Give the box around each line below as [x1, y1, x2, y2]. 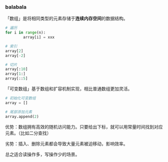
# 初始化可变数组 [5, 96, 36, 101]
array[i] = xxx [23, 35, 55, 40]
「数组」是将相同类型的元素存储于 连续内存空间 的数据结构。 [5, 15, 128, 21]
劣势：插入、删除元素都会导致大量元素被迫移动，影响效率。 [5, 140, 128, 146]
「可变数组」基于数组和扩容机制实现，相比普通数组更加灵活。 [5, 86, 132, 92]
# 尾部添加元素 [5, 109, 32, 114]
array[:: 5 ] [5, 76, 28, 81]
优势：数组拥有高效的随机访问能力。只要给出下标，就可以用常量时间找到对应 [5, 123, 163, 129]
